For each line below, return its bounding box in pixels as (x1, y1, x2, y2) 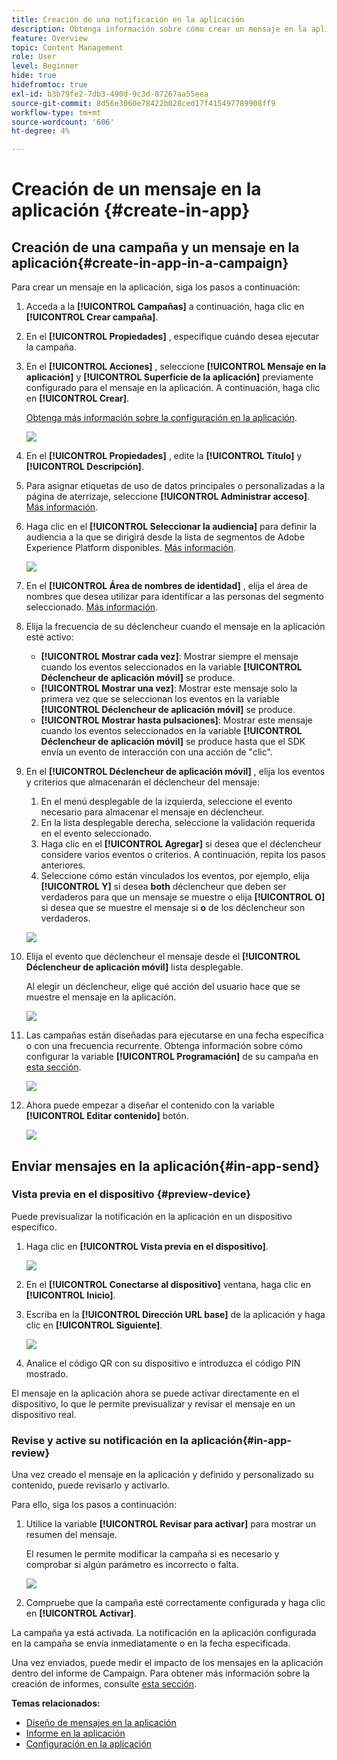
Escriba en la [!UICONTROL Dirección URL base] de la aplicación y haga (25, 1308, 326, 1320)
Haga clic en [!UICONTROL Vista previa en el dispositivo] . (25, 1240, 269, 1252)
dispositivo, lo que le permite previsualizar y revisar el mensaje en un (11, 1397, 296, 1410)
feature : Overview (11, 33, 88, 43)
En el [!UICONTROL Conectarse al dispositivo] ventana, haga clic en (25, 1278, 311, 1290)
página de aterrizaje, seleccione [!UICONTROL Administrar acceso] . (25, 491, 310, 503)
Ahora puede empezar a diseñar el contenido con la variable (25, 1099, 275, 1111)
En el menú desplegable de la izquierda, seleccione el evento (40, 796, 293, 808)
